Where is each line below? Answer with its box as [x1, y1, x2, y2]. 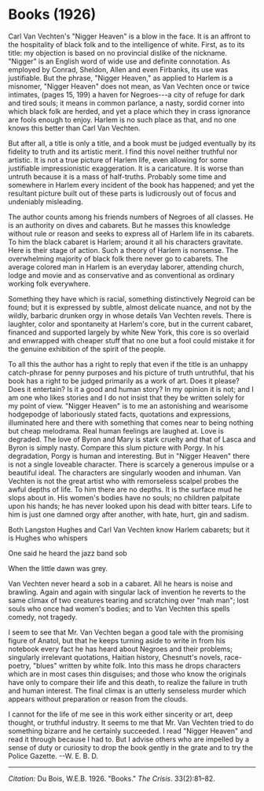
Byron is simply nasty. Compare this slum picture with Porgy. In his [8, 442, 224, 452]
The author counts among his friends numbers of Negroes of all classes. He [8, 212, 254, 222]
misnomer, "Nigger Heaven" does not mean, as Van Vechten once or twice [8, 81, 250, 91]
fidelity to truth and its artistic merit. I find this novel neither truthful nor [8, 147, 238, 156]
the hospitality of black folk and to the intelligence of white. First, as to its [8, 39, 245, 49]
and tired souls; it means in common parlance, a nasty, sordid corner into [8, 98, 245, 108]
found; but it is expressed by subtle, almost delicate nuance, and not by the [8, 302, 252, 312]
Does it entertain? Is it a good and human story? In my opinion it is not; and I [8, 384, 254, 394]
